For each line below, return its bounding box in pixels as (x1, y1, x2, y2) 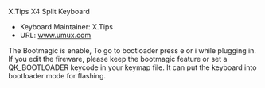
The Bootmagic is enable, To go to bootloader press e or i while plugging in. (8, 46, 257, 55)
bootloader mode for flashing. (8, 71, 106, 80)
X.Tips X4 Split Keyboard (8, 7, 90, 16)
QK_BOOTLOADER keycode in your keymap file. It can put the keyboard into (8, 63, 257, 72)
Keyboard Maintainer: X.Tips (19, 22, 114, 31)
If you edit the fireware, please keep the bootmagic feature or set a (8, 55, 228, 63)
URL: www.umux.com (19, 31, 92, 40)
